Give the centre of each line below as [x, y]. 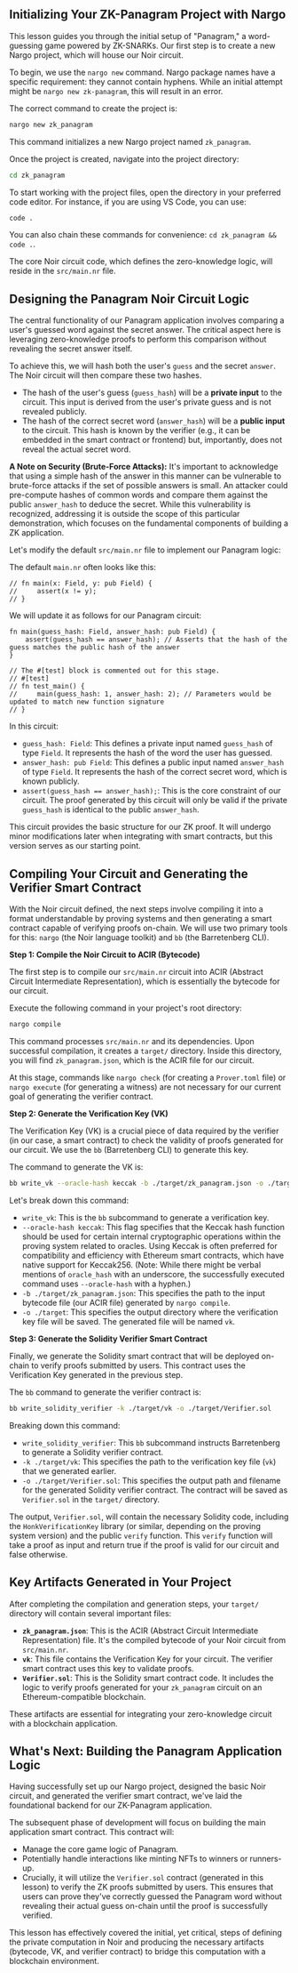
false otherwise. [39, 1554]
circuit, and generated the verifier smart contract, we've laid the [125, 1796]
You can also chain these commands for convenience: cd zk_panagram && [143, 235]
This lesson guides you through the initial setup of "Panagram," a [128, 36]
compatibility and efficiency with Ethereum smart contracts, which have [153, 1255]
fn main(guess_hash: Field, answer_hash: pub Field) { [113, 632]
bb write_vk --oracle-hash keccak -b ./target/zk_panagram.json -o [137, 1183]
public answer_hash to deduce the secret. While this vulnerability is [130, 504]
